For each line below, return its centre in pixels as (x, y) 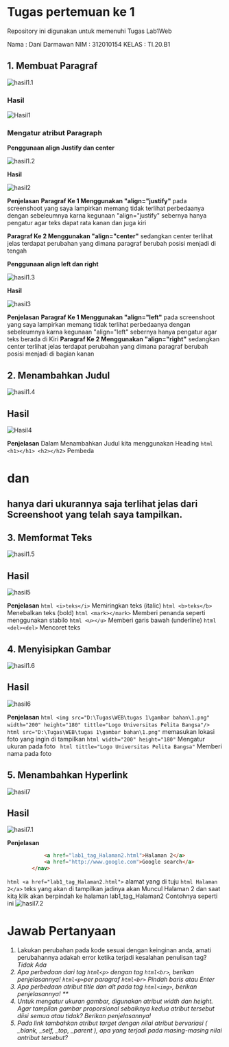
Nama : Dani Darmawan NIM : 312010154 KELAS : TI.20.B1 (89, 44)
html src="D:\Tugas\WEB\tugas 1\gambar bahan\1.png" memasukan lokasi (111, 731)
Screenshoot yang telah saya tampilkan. (95, 515)
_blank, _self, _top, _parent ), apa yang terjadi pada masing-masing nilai (119, 1030)
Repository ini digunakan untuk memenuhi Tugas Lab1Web (90, 31)
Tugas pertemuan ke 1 (71, 12)
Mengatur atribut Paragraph (55, 133)
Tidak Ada (32, 965)
